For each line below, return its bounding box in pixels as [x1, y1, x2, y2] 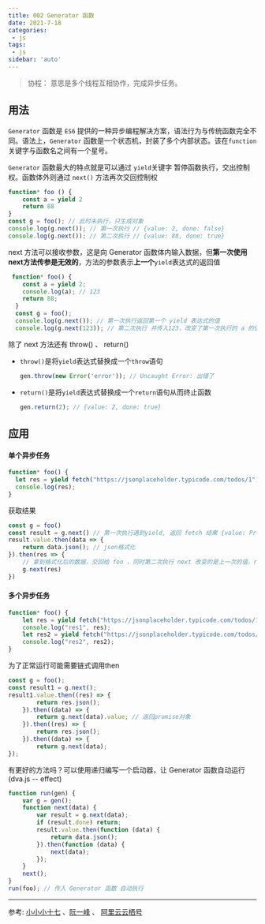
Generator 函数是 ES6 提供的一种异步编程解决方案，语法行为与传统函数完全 [8, 125, 250, 135]
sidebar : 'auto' [8, 56, 62, 64]
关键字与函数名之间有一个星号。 [8, 145, 112, 155]
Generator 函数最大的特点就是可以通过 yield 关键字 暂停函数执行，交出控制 [8, 163, 251, 172]
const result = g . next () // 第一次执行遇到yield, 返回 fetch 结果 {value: [8, 529, 246, 537]
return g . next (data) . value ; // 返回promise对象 [36, 713, 191, 721]
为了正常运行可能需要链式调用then [8, 660, 120, 671]
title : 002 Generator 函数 [8, 11, 95, 20]
